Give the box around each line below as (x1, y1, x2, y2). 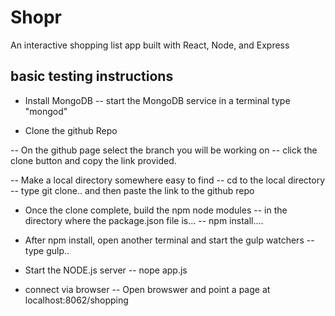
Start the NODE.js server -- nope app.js (24, 264, 188, 276)
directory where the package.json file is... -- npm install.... (24, 214, 264, 226)
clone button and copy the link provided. (10, 154, 177, 166)
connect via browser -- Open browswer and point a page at (24, 283, 271, 295)
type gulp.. (24, 244, 70, 256)
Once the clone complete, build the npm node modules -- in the (24, 204, 288, 216)
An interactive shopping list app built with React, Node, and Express (10, 39, 290, 51)
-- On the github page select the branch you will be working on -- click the (10, 144, 318, 156)
